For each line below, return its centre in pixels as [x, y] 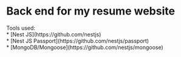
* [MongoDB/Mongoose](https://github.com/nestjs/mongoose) [85, 47]
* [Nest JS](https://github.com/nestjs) [54, 34]
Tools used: [21, 28]
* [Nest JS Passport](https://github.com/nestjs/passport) [78, 41]
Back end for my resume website [90, 11]
